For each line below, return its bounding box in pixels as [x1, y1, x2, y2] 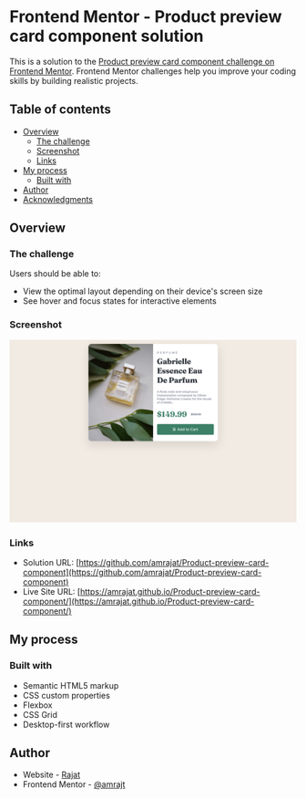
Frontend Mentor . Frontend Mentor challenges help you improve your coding [9, 66, 297, 77]
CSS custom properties [22, 690, 111, 700]
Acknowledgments [22, 193, 94, 204]
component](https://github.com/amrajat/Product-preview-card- [22, 566, 262, 577]
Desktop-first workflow [22, 719, 110, 730]
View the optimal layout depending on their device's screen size [22, 285, 263, 297]
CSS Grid [22, 709, 57, 720]
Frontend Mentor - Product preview [9, 6, 282, 27]
